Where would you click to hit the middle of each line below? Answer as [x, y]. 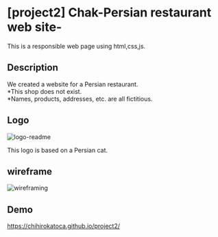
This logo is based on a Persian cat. [58, 150]
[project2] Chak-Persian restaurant [109, 13]
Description [33, 67]
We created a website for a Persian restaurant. [73, 84]
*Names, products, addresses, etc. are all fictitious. [80, 99]
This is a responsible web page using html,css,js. [76, 46]
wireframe [30, 172]
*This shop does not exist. [45, 91]
